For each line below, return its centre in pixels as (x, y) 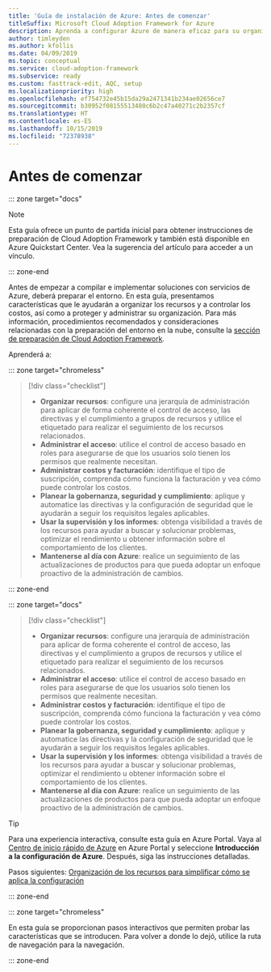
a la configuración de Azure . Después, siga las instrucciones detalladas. (129, 856)
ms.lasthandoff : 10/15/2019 (56, 129)
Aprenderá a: (30, 354)
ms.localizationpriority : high (61, 91)
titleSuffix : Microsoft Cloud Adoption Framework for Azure (112, 23)
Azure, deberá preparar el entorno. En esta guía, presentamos (111, 295)
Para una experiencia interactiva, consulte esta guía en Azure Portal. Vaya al (135, 839)
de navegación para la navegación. (67, 945)
